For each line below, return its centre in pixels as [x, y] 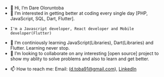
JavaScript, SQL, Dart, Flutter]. [42, 18]
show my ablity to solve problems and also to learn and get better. [80, 59]
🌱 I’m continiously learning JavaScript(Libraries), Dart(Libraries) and [82, 43]
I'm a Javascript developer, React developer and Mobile [72, 29]
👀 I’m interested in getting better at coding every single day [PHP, [79, 13]
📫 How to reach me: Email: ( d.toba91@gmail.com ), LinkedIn [73, 69]
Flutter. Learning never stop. [40, 48]
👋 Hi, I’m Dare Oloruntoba [37, 8]
